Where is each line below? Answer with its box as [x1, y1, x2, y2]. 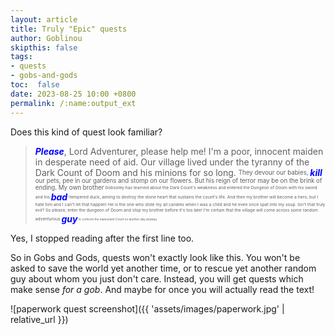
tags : [10, 52, 33, 62]
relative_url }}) [10, 313, 69, 325]
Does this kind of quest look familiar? [10, 126, 163, 138]
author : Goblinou [10, 33, 83, 43]
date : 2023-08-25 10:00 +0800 [10, 89, 137, 99]
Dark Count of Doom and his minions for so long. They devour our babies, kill [34, 166, 323, 178]
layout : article [10, 14, 78, 25]
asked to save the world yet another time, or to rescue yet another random [10, 262, 317, 274]
